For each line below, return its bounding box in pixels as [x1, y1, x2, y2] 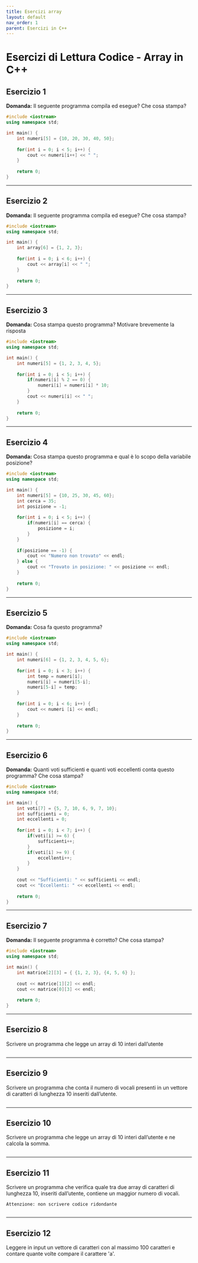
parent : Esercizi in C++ [6, 25, 67, 31]
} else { [16, 559, 38, 565]
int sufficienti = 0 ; [16, 811, 70, 817]
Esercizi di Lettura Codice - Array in [6, 51, 184, 64]
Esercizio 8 [6, 1024, 48, 1035]
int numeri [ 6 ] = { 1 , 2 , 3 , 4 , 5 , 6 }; [16, 657, 110, 663]
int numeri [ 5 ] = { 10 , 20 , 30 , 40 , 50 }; [16, 136, 115, 141]
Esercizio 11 [6, 1168, 49, 1178]
